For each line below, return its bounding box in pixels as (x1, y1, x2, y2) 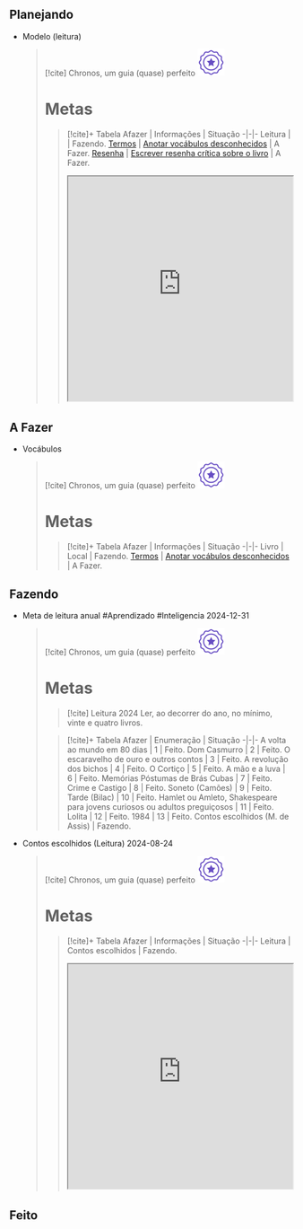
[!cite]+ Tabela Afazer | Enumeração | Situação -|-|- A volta (66, 734, 287, 745)
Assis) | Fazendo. (66, 821, 132, 831)
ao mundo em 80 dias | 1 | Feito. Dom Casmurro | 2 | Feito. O (66, 744, 291, 755)
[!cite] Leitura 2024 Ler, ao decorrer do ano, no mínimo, (66, 707, 273, 718)
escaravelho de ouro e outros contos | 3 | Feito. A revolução (66, 753, 289, 764)
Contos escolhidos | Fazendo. (66, 944, 177, 955)
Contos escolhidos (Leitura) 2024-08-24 (22, 838, 173, 848)
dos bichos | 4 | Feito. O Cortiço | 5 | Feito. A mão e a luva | (66, 763, 286, 774)
